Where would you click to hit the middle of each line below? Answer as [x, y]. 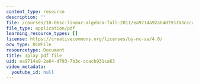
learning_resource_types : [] [42, 34]
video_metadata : [26, 67]
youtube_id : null [33, 72]
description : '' [26, 17]
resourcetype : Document [36, 50]
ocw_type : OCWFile [29, 45]
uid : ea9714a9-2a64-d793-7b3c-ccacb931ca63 [61, 61]
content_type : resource [36, 12]
